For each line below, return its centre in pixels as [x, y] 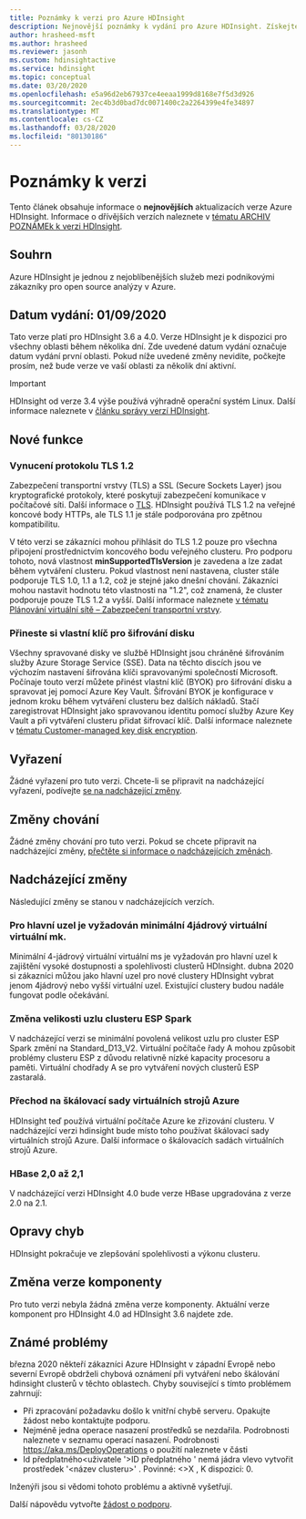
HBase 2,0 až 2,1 [46, 1174]
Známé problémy [59, 1343]
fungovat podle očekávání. [59, 995]
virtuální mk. [38, 937]
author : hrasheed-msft [52, 35]
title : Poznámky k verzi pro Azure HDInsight [97, 18]
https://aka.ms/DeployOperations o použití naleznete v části [135, 1450]
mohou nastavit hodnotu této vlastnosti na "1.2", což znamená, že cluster [146, 590]
